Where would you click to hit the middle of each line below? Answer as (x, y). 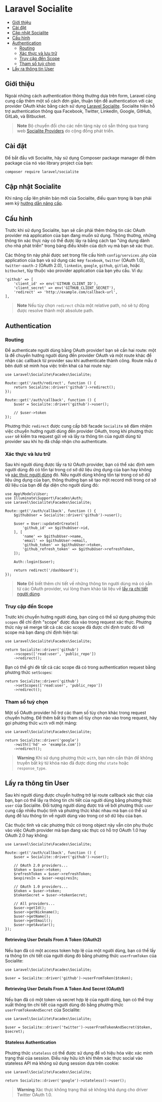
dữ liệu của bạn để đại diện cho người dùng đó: (52, 485)
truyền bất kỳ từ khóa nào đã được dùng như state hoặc (73, 763)
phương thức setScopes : (29, 672)
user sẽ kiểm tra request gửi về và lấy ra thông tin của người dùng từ (73, 436)
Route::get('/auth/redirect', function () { (51, 383)
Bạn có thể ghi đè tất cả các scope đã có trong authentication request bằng (80, 667)
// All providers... (34, 903)
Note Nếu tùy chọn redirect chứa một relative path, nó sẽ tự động (83, 305)
